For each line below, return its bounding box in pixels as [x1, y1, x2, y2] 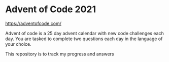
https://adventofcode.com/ [5, 20, 62, 26]
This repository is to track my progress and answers [5, 51, 114, 57]
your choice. [5, 41, 31, 47]
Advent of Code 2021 [5, 4, 96, 15]
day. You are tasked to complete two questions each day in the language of [5, 36, 163, 42]
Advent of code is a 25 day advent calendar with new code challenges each [5, 30, 164, 36]
